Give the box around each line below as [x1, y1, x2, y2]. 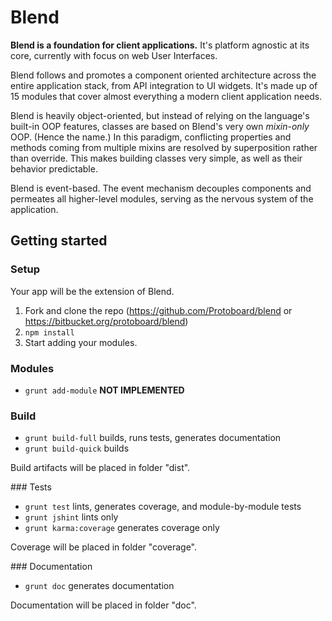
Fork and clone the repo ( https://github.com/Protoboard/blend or [24, 304, 293, 316]
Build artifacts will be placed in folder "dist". [10, 462, 191, 474]
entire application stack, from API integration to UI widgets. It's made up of [10, 79, 318, 91]
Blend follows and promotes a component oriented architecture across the [10, 69, 317, 81]
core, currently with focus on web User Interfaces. [10, 49, 218, 61]
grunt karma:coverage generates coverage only [24, 522, 220, 534]
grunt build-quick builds [24, 442, 130, 455]
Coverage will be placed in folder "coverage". [10, 541, 198, 553]
